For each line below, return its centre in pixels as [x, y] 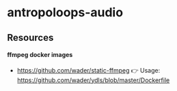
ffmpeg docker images [40, 55]
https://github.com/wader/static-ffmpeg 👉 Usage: [88, 70]
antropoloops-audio [65, 13]
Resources [30, 38]
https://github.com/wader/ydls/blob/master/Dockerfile [93, 80]
